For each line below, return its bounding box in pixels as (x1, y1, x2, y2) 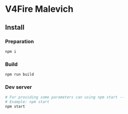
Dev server (5, 83, 32, 90)
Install (5, 23, 25, 32)
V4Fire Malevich (5, 3, 74, 15)
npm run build (5, 72, 34, 77)
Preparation (5, 38, 34, 45)
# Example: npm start (5, 100, 50, 105)
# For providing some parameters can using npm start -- (5, 95, 125, 100)
